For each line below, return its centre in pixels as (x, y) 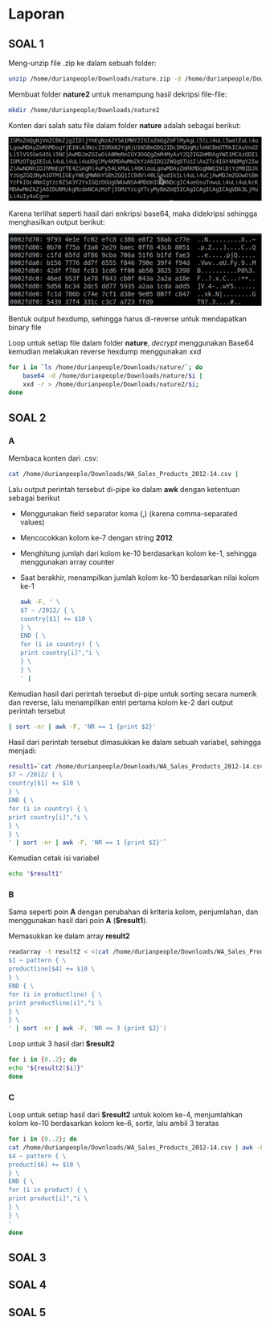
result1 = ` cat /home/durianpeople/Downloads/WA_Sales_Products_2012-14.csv (136, 766)
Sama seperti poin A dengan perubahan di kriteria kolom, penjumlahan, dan (133, 912)
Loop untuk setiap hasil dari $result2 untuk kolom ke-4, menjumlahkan (126, 1115)
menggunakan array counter (67, 561)
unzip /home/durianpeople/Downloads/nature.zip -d (95, 79)
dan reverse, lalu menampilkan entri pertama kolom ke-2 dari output (121, 702)
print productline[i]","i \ (55, 1003)
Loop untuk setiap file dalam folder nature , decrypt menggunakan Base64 (131, 342)
